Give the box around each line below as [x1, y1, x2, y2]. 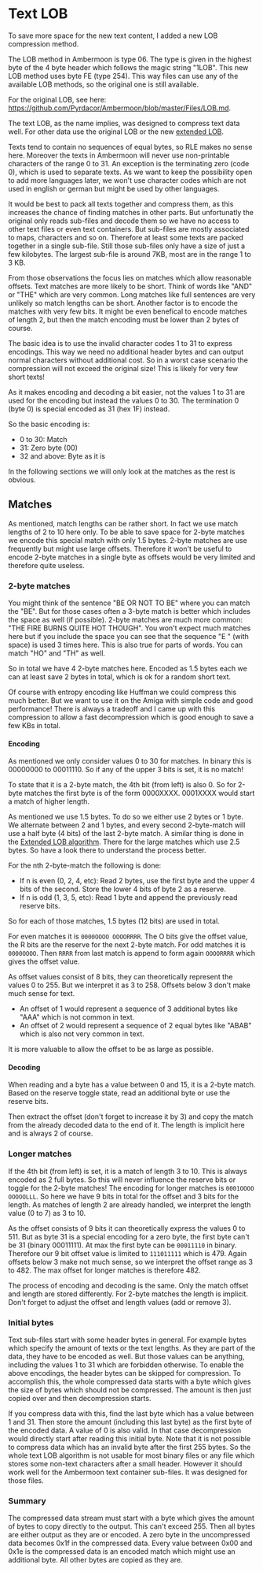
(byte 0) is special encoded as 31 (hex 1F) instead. [8, 403, 170, 414]
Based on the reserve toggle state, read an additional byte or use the [8, 1088, 230, 1098]
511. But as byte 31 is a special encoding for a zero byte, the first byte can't [8, 1232, 250, 1241]
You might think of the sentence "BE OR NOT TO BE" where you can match [8, 598, 250, 608]
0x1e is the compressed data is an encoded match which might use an [8, 1547, 236, 1556]
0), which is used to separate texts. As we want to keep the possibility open [8, 167, 253, 177]
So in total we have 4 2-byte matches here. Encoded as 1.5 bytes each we [8, 663, 247, 674]
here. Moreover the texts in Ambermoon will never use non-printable [8, 151, 230, 160]
